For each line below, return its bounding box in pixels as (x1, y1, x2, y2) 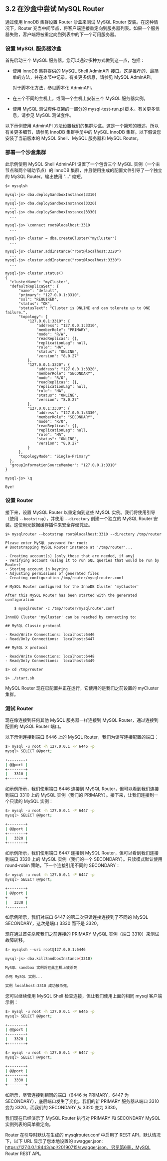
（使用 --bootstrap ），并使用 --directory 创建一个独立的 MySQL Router (5, 515, 153, 521)
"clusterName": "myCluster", (9, 280, 70, 285)
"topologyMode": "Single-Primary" (18, 454, 91, 459)
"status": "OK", (18, 301, 52, 307)
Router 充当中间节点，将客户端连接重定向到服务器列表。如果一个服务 (18, 25, 160, 31)
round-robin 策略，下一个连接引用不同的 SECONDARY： (5, 862, 121, 868)
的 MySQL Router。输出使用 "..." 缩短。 (5, 173, 86, 179)
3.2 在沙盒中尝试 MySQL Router (5, 4, 104, 13)
